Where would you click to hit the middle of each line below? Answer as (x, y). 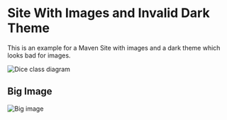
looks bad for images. (39, 55)
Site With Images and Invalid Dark (109, 13)
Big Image (30, 91)
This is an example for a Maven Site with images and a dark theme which (114, 48)
